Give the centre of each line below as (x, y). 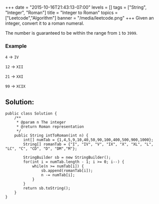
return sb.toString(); (47, 188)
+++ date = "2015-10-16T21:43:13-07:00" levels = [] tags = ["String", (76, 7)
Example (16, 46)
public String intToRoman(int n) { (51, 136)
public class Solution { (31, 114)
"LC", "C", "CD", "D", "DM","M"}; (41, 149)
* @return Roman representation (50, 127)
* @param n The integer (41, 123)
